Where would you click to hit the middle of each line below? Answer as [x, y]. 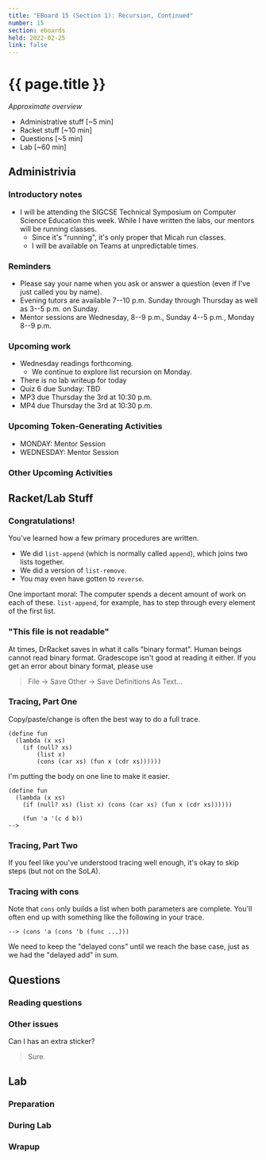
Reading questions [45, 1003]
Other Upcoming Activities [61, 472]
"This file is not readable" [59, 632]
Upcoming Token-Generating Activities [85, 426]
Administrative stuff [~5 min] [66, 122]
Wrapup [24, 1147]
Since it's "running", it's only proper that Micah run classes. [129, 237]
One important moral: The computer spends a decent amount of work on [127, 594]
